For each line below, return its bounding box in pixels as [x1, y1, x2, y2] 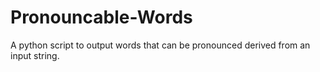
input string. [10, 49, 60, 61]
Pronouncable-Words [10, 6, 193, 29]
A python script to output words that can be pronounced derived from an [10, 39, 311, 51]
